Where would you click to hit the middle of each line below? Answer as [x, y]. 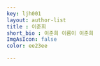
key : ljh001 [24, 14]
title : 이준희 [27, 26]
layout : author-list [37, 20]
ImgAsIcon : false [32, 40]
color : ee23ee [27, 46]
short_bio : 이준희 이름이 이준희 [50, 33]
